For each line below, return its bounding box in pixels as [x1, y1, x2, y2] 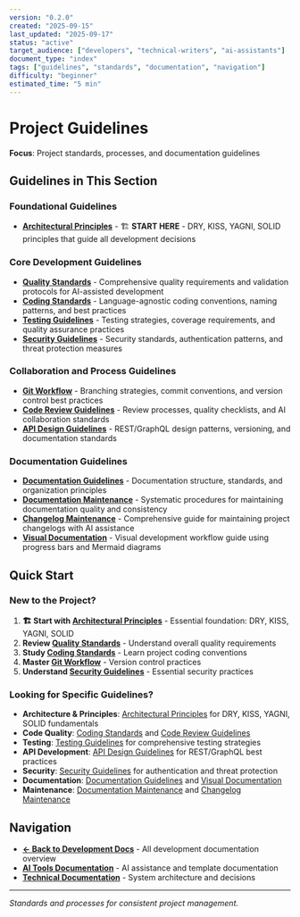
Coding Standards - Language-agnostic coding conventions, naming [21, 296, 278, 306]
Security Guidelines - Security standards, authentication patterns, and [21, 333, 283, 344]
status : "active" [9, 38, 74, 47]
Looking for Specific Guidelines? [9, 688, 154, 701]
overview [21, 853, 56, 863]
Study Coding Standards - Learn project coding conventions [21, 646, 247, 657]
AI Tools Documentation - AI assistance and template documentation [21, 863, 279, 873]
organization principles [21, 485, 107, 496]
